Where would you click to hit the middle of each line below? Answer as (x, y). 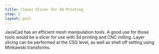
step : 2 (13, 14)
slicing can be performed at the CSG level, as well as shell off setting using (80, 42)
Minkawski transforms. (28, 47)
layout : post (18, 18)
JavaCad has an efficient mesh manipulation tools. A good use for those (77, 32)
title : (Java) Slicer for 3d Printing (44, 9)
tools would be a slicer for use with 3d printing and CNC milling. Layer (75, 37)
